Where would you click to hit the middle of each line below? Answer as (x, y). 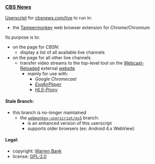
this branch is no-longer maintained (49, 112)
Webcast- (134, 63)
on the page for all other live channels (52, 58)
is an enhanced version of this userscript (69, 123)
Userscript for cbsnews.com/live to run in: (49, 18)
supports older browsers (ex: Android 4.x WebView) (81, 128)
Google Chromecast (56, 79)
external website (58, 68)
